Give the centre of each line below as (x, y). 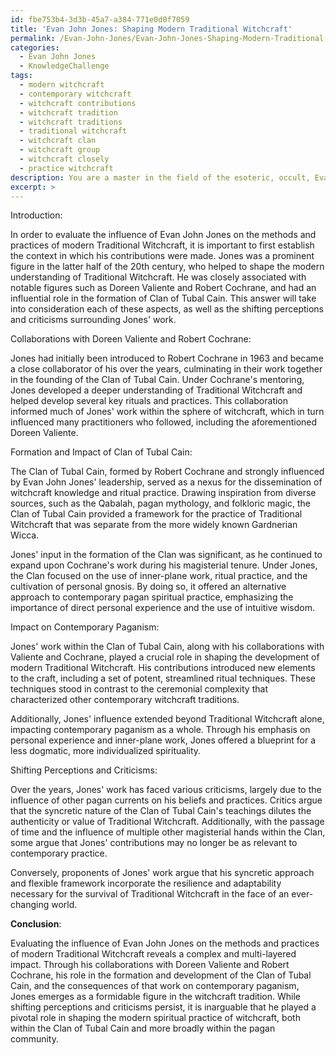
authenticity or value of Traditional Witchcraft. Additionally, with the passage (167, 822)
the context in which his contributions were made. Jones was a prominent (162, 256)
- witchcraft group (60, 150)
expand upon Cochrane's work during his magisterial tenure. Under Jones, (164, 565)
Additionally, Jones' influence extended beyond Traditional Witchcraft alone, (167, 719)
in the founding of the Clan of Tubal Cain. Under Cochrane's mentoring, (157, 380)
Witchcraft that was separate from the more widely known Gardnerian (154, 525)
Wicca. (25, 535)
